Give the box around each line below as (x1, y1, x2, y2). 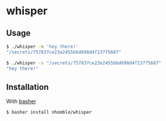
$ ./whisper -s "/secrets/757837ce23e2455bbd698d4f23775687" (6, 60, 162, 66)
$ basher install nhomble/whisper (6, 109, 93, 116)
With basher (6, 98, 36, 105)
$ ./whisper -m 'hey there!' (6, 44, 79, 49)
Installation (6, 82, 49, 92)
